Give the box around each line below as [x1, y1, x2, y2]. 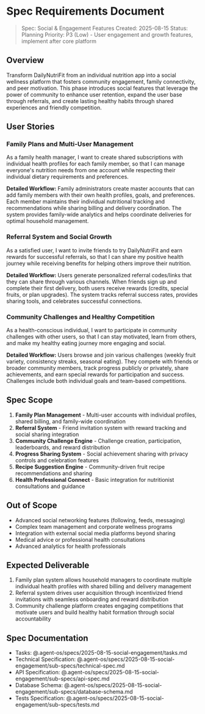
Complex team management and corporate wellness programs [15, 523, 173, 530]
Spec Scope [6, 395, 53, 406]
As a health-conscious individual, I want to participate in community [6, 327, 177, 334]
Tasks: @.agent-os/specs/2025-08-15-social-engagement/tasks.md [15, 649, 187, 657]
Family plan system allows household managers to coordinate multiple [15, 576, 192, 584]
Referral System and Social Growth [6, 233, 112, 241]
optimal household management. [6, 217, 89, 225]
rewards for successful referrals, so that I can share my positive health [6, 253, 184, 260]
